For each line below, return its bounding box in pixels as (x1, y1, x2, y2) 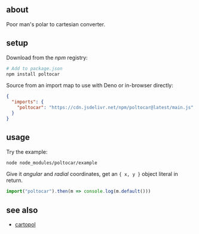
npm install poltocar (6, 71, 60, 77)
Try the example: (6, 148, 48, 155)
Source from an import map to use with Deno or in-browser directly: (6, 82, 173, 89)
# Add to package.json (6, 65, 63, 71)
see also (6, 205, 38, 215)
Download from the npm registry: (6, 54, 88, 61)
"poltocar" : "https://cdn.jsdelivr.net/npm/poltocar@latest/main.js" (17, 105, 194, 111)
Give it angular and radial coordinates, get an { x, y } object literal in (6, 171, 178, 178)
